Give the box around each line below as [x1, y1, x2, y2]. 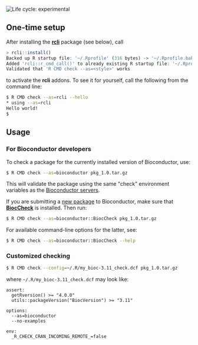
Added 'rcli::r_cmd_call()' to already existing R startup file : [6, 61, 170, 67]
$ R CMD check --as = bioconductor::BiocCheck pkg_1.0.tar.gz [6, 216, 157, 222]
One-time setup [6, 22, 65, 32]
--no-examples [11, 318, 46, 324]
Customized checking [6, 252, 71, 260]
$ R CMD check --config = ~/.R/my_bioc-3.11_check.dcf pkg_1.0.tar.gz [6, 265, 178, 271]
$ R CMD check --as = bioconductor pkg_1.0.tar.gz [6, 170, 128, 176]
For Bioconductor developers [6, 145, 91, 153]
